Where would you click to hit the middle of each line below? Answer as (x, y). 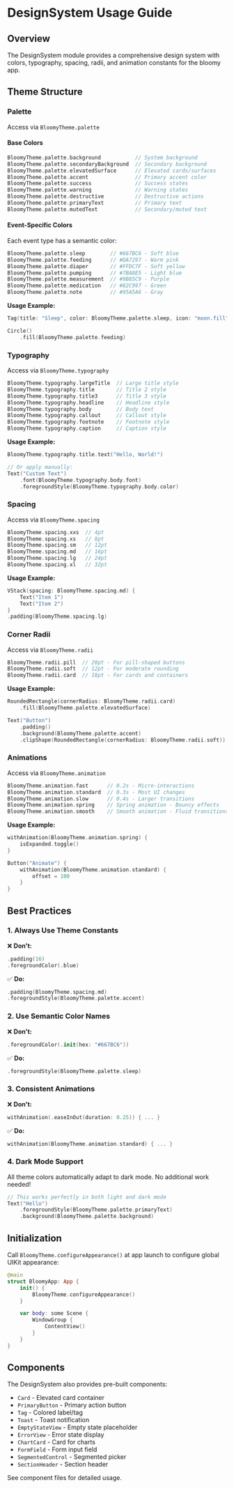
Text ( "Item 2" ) (42, 604)
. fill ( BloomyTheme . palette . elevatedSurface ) (85, 708)
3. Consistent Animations (51, 1089)
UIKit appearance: (33, 1263)
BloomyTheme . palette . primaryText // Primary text (95, 203)
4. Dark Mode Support (45, 1162)
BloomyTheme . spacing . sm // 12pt (57, 545)
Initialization (35, 1238)
